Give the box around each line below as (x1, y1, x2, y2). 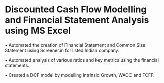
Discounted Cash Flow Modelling (5, 4, 147, 15)
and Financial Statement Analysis (5, 14, 149, 26)
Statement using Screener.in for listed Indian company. (5, 47, 120, 53)
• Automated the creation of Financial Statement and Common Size (5, 41, 146, 48)
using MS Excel (5, 25, 71, 36)
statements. (5, 62, 30, 68)
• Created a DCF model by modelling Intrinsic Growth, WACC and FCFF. (5, 72, 155, 78)
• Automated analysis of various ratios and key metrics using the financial (5, 57, 159, 63)
